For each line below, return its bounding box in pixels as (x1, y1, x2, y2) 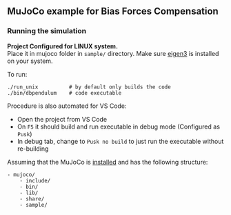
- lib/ (19, 189, 39, 196)
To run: (7, 70, 28, 78)
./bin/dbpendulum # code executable (7, 89, 122, 96)
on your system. (7, 57, 53, 65)
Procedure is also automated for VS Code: (7, 102, 127, 110)
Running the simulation (7, 26, 87, 36)
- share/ (19, 195, 45, 203)
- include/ (19, 177, 51, 184)
